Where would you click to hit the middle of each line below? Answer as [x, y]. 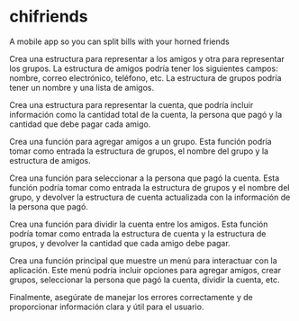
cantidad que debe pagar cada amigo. [80, 124]
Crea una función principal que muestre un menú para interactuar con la [143, 260]
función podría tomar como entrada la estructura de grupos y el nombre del [149, 187]
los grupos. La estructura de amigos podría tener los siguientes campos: [144, 68]
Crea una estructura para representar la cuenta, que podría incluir [131, 104]
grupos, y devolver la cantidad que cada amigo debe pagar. [120, 243]
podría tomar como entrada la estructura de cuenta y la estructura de [138, 233]
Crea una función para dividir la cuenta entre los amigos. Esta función [139, 224]
